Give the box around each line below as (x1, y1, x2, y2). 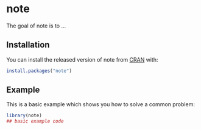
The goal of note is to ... (6, 22, 66, 29)
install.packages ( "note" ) (6, 68, 72, 74)
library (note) (6, 112, 43, 119)
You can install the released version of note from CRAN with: (6, 56, 158, 63)
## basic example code (6, 118, 64, 125)
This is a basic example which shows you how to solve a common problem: (6, 101, 195, 108)
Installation (6, 40, 50, 50)
